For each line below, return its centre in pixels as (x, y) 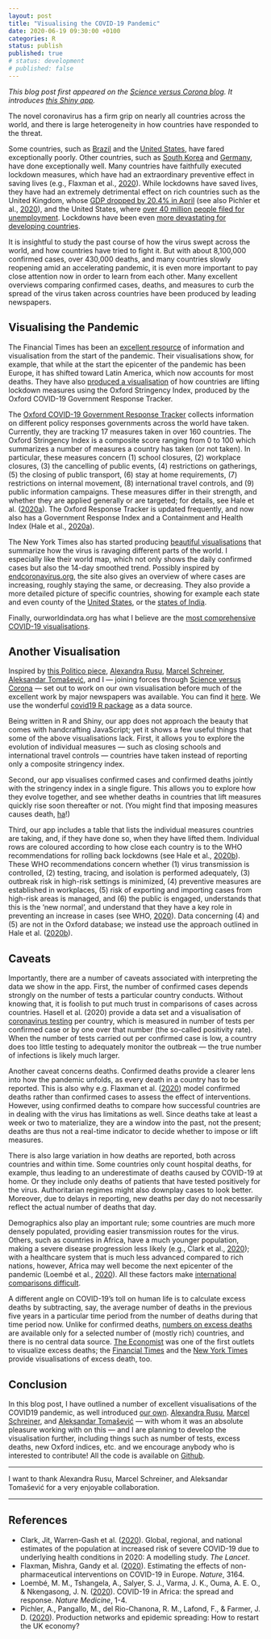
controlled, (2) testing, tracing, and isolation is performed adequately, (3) (129, 873)
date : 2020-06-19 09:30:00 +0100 (65, 31)
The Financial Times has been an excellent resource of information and (126, 347)
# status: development (46, 62)
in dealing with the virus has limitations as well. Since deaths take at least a (133, 1115)
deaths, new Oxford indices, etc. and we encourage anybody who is (122, 1447)
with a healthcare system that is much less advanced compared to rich (126, 1257)
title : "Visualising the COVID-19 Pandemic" (84, 23)
